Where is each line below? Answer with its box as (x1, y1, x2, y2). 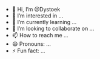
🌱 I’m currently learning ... (12, 19, 77, 25)
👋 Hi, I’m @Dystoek (12, 6, 61, 13)
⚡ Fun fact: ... (12, 47, 45, 54)
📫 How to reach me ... (12, 32, 68, 39)
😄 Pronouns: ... (12, 40, 52, 48)
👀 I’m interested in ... (12, 12, 64, 19)
